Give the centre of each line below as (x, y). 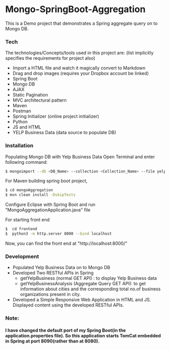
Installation (19, 146)
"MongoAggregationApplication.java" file (48, 210)
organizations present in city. (50, 294)
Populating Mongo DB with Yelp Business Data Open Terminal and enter (80, 157)
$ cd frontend (21, 229)
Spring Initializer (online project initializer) (56, 116)
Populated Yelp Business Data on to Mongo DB (61, 268)
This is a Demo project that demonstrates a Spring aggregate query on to (81, 23)
